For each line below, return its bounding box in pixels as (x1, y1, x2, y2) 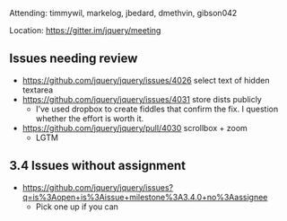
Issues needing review (9, 51, 138, 66)
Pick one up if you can (35, 201, 119, 212)
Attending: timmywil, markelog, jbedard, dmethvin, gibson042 (9, 8, 238, 18)
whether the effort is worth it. (35, 112, 144, 124)
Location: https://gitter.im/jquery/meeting (9, 25, 161, 35)
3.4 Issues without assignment (9, 158, 187, 173)
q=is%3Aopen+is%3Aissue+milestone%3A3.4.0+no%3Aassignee (22, 191, 268, 202)
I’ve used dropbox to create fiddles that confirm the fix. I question (35, 103, 279, 114)
